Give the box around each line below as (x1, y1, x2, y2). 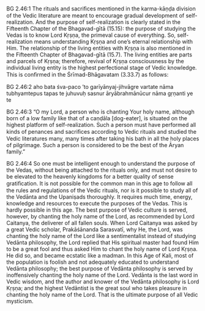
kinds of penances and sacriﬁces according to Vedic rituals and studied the (6, 128, 197, 135)
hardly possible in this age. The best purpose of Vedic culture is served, (6, 206, 188, 213)
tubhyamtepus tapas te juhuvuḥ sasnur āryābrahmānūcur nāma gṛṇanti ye (6, 90, 193, 97)
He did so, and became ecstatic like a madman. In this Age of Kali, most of (6, 252, 194, 259)
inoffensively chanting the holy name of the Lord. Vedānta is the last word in (6, 272, 198, 278)
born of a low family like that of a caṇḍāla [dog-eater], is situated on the (6, 115, 188, 121)
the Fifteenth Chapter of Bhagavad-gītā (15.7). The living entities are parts (6, 51, 193, 58)
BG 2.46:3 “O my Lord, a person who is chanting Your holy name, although (6, 108, 195, 115)
